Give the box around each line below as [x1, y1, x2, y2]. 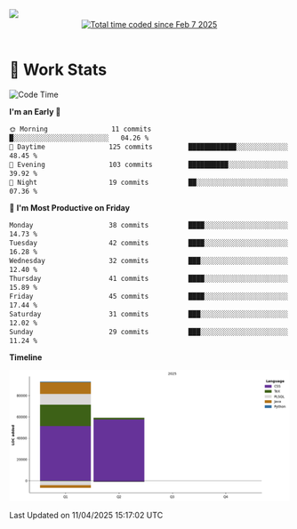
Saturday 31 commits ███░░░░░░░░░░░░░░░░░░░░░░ [9, 309, 289, 318]
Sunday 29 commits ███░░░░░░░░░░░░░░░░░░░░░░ [9, 327, 289, 336]
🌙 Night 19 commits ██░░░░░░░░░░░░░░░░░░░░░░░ [9, 178, 289, 187]
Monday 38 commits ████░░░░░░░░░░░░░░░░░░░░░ [9, 220, 289, 229]
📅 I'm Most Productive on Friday [9, 202, 131, 212]
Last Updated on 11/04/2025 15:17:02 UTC [9, 509, 164, 520]
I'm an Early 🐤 [9, 106, 61, 116]
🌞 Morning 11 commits [9, 124, 152, 133]
